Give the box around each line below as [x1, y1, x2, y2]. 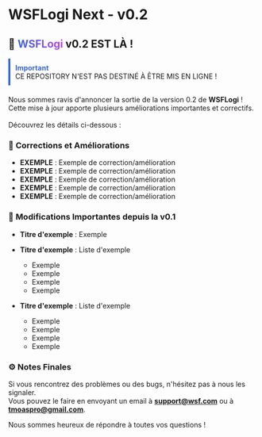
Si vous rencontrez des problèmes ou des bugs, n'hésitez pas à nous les [8, 379, 246, 389]
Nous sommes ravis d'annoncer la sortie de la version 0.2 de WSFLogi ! [8, 95, 244, 104]
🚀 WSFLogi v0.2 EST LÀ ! [8, 37, 133, 51]
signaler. [8, 387, 37, 397]
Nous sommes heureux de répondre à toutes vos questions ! [8, 420, 206, 429]
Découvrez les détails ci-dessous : [8, 121, 121, 129]
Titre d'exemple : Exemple [19, 229, 107, 239]
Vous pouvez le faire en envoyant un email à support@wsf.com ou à [8, 396, 234, 405]
